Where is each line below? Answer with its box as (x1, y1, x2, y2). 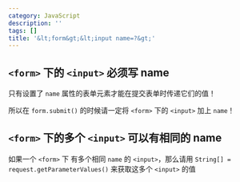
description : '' (8, 19, 62, 27)
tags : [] (8, 26, 38, 34)
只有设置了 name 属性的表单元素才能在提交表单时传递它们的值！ (8, 89, 216, 99)
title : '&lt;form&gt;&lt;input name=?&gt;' (8, 34, 156, 42)
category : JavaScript (8, 11, 81, 20)
